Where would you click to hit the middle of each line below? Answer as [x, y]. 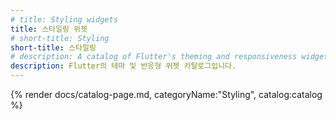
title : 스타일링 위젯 [49, 29]
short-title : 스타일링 [53, 47]
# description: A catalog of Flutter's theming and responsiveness [154, 57]
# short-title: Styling [60, 38]
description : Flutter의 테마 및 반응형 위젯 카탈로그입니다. [123, 66]
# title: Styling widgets [64, 19]
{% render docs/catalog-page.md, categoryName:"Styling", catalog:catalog [166, 94]
